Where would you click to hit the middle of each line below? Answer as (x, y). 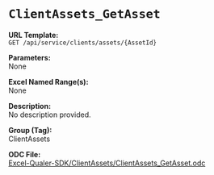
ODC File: (25, 154)
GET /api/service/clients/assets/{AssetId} (83, 43)
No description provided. (50, 115)
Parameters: (29, 57)
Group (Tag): (30, 130)
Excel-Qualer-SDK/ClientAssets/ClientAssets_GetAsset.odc (107, 163)
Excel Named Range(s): (48, 81)
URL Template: (34, 35)
